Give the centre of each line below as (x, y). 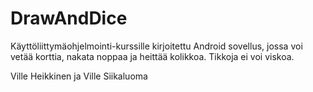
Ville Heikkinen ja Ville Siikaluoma (79, 76)
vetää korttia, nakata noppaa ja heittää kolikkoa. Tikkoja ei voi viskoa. (152, 56)
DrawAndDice (69, 18)
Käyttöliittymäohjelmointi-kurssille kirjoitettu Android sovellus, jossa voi (156, 46)
